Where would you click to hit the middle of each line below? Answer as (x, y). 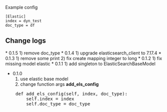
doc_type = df (20, 25)
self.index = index (50, 99)
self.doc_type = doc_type (58, 104)
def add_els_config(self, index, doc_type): (72, 94)
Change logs (26, 41)
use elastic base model (44, 79)
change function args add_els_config (59, 84)
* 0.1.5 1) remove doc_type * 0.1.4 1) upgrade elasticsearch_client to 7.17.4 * (83, 53)
